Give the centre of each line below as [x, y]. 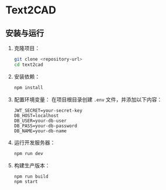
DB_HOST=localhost [36, 115]
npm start [26, 182]
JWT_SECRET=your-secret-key [48, 110]
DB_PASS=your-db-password [45, 126]
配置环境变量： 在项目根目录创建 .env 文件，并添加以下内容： [88, 99]
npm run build [31, 176]
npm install [28, 87]
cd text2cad [28, 65]
